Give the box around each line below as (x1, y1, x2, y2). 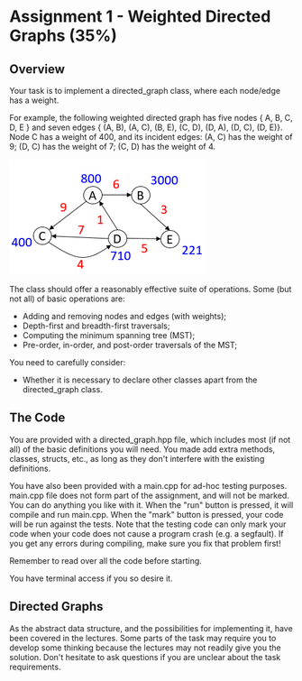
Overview (9, 61, 66, 77)
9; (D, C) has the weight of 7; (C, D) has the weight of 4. (9, 142, 216, 152)
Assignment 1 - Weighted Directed (9, 6, 271, 27)
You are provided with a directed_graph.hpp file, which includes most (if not (9, 434, 291, 445)
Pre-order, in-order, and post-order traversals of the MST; (22, 340, 237, 350)
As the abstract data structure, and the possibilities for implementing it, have (9, 622, 293, 633)
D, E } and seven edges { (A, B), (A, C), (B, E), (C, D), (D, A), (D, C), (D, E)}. (9, 122, 283, 133)
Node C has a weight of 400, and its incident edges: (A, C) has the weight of (9, 132, 293, 142)
